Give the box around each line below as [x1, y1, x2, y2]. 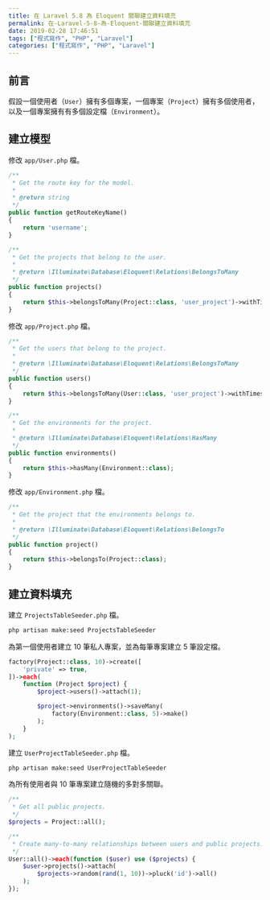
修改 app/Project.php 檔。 [8, 321, 95, 331]
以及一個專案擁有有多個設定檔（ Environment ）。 [8, 106, 165, 116]
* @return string [11, 194, 70, 202]
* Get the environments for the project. [11, 419, 153, 427]
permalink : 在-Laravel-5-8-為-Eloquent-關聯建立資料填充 [8, 19, 191, 27]
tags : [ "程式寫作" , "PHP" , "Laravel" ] [8, 34, 134, 43]
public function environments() [8, 448, 117, 457]
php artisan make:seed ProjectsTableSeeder [8, 625, 157, 634]
